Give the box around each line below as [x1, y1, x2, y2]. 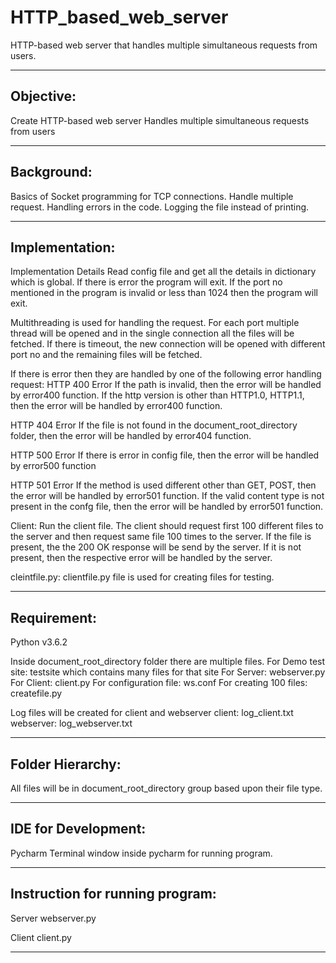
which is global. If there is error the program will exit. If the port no [10, 276, 283, 288]
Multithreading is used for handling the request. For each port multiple [10, 317, 300, 329]
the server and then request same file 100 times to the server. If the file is [10, 531, 312, 543]
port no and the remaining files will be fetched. [10, 349, 203, 361]
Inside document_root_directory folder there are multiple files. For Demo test [10, 656, 326, 668]
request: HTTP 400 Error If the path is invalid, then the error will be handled [10, 379, 322, 391]
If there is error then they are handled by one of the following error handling [10, 368, 322, 380]
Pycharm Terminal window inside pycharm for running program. [10, 847, 273, 859]
